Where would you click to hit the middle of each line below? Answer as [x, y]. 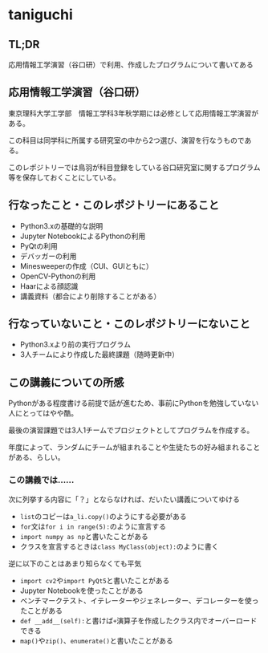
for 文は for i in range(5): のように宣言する [93, 526]
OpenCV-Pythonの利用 [58, 276]
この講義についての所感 [66, 382]
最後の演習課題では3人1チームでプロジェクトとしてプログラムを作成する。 [131, 430]
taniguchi [41, 15]
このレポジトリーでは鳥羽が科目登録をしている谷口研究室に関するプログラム [134, 167]
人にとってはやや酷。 [43, 413]
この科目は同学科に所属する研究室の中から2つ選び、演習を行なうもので [126, 140]
